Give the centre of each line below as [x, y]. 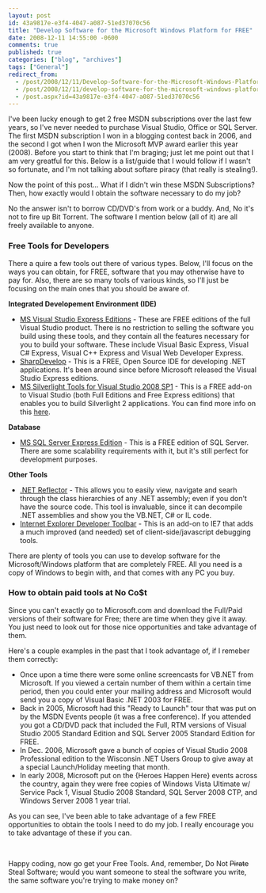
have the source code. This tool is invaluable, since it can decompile [131, 507]
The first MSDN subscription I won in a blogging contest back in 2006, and [130, 136]
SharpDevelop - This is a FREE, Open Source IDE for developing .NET [133, 361]
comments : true [33, 45]
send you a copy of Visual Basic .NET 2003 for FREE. [106, 699]
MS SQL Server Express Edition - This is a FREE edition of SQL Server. [134, 442]
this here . [35, 412]
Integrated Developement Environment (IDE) [82, 304]
